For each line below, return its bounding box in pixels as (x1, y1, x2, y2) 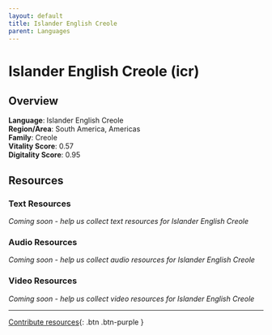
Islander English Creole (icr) (8, 62, 200, 80)
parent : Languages (8, 27, 70, 35)
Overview (8, 94, 59, 108)
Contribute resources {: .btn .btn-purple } (8, 317, 144, 327)
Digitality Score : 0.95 (8, 150, 81, 160)
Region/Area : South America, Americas (8, 124, 141, 134)
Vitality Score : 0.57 (8, 141, 74, 151)
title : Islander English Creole (8, 19, 117, 28)
